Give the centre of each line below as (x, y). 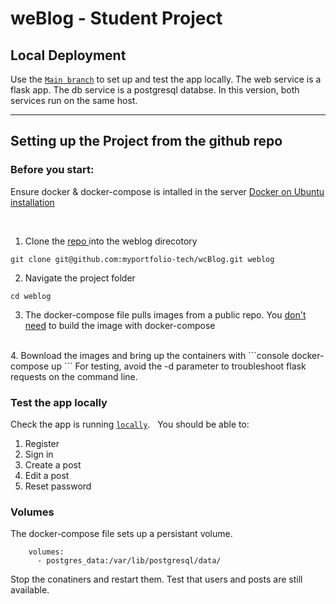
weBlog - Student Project (116, 18)
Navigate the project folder (80, 278)
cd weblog (31, 296)
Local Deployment (68, 55)
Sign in (39, 454)
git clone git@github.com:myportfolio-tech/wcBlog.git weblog (142, 259)
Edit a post (47, 475)
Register (42, 443)
